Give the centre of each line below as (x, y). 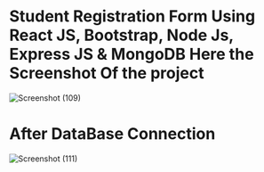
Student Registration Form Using (132, 16)
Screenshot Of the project (107, 74)
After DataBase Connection (112, 134)
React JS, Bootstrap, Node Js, (121, 35)
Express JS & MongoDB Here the (132, 54)
